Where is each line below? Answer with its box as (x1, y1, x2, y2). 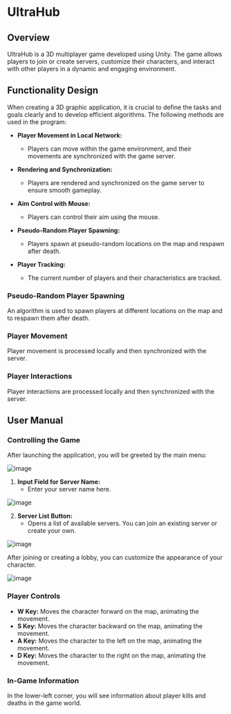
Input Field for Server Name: (17, 478, 101, 486)
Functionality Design (7, 84, 99, 97)
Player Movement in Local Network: (17, 131, 122, 139)
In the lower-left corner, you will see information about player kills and (7, 691, 206, 699)
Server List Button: (17, 512, 73, 520)
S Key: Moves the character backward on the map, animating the (17, 621, 203, 630)
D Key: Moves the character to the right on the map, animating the (17, 651, 206, 659)
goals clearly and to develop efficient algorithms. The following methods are (7, 110, 224, 118)
